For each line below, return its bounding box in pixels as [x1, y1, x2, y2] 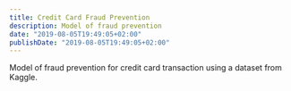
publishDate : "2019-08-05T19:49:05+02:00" [9, 37, 170, 47]
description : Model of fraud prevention [9, 21, 163, 30]
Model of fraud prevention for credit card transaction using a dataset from [9, 62, 282, 73]
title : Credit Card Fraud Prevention [9, 12, 150, 22]
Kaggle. [9, 72, 39, 83]
